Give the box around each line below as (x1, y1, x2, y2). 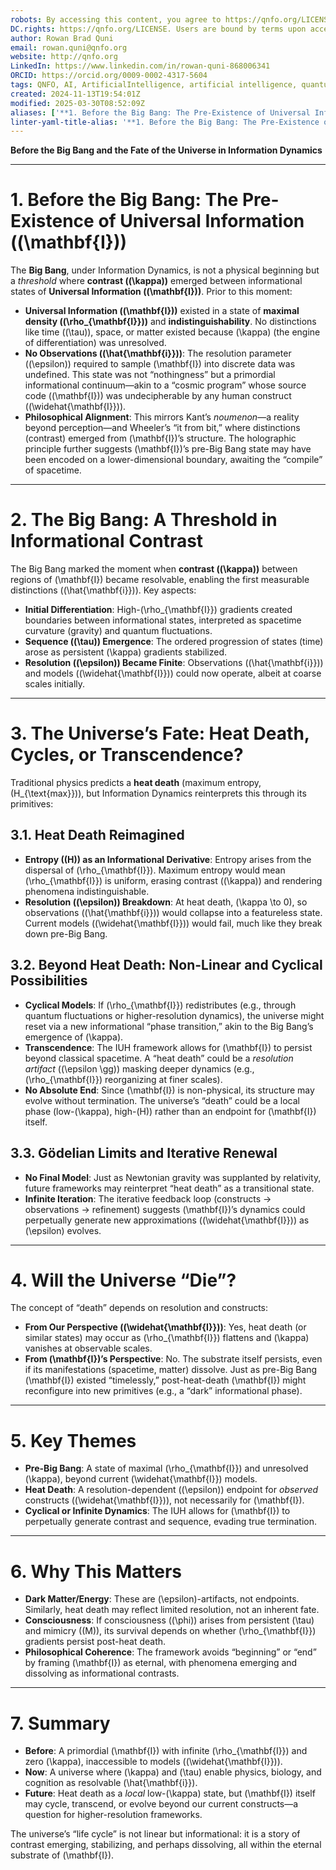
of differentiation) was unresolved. (24, 337, 167, 349)
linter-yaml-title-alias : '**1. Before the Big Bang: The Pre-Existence (10, 117, 320, 127)
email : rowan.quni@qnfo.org (10, 42, 128, 53)
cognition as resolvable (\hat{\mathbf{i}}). (24, 1777, 198, 1789)
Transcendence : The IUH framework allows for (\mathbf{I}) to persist (24, 1041, 313, 1053)
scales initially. (24, 678, 86, 690)
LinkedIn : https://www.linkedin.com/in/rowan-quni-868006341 (10, 61, 271, 71)
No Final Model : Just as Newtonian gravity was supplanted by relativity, (24, 1171, 322, 1183)
